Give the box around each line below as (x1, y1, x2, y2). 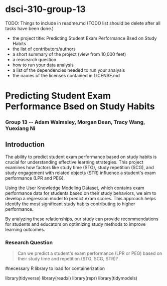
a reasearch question (12, 56, 57, 62)
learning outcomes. (5, 226, 45, 232)
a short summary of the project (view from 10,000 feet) (12, 51, 126, 57)
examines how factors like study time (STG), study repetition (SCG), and (5, 164, 154, 170)
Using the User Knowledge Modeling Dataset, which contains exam (5, 185, 144, 191)
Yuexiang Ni (5, 125, 36, 132)
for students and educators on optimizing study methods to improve (5, 221, 146, 227)
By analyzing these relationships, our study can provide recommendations (5, 216, 159, 222)
